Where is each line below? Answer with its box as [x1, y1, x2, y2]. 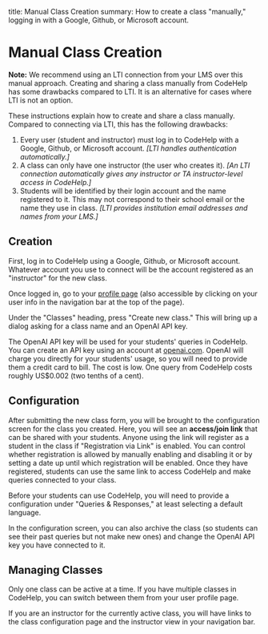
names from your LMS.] [19, 212, 98, 221]
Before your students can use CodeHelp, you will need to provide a [8, 491, 230, 500]
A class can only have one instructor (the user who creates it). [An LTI [19, 160, 250, 170]
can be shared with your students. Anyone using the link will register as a [8, 432, 250, 442]
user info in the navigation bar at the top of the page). [8, 297, 185, 307]
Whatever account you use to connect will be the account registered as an [8, 265, 254, 274]
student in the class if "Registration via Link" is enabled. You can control [8, 441, 246, 450]
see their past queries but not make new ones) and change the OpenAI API [8, 531, 255, 541]
